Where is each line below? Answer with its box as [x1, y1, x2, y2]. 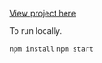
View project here [9, 8, 76, 18]
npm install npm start [9, 45, 94, 54]
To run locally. [9, 26, 62, 36]
